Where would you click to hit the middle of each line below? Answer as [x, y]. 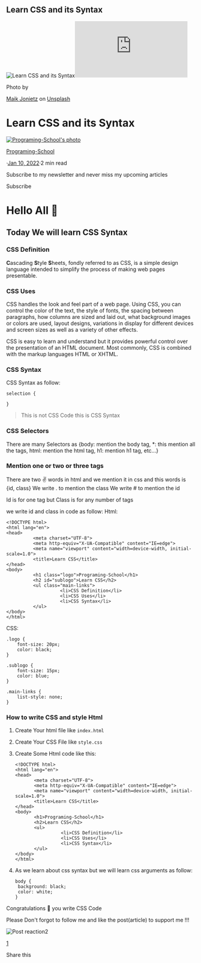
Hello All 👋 [32, 210]
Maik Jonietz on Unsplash [38, 99]
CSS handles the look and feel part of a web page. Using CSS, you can [94, 304]
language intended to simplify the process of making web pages [85, 269]
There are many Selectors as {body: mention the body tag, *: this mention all [101, 444]
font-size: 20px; [39, 644]
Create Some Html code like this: [55, 754]
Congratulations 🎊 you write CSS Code [54, 908]
